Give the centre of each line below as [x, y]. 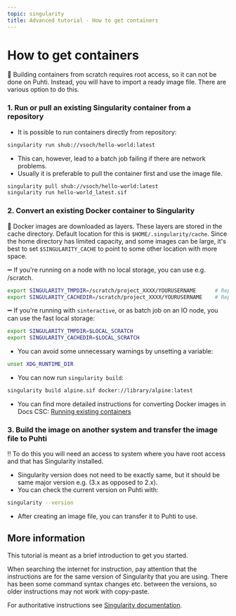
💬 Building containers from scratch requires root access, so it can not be [112, 75]
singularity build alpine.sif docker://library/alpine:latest [100, 391]
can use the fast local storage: [51, 318]
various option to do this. [43, 89]
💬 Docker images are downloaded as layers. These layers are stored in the [115, 226]
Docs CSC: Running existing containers [74, 411]
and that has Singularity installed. [55, 461]
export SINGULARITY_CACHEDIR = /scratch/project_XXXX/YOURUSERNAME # [113, 297]
